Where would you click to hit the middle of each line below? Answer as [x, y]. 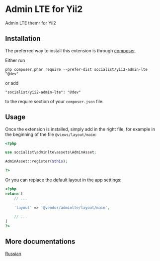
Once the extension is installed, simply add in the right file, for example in [80, 129]
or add [12, 83]
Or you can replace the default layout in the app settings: [63, 180]
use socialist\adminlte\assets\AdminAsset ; [51, 152]
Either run [15, 60]
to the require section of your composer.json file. [54, 101]
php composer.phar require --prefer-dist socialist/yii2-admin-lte [77, 69]
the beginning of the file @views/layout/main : [51, 134]
